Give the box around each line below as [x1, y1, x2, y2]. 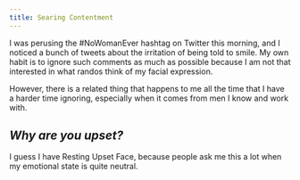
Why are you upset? [9, 128, 123, 143]
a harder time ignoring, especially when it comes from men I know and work [9, 93, 288, 103]
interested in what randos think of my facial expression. [9, 66, 213, 77]
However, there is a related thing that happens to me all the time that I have [9, 83, 285, 94]
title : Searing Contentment [9, 12, 114, 22]
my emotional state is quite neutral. [9, 161, 138, 172]
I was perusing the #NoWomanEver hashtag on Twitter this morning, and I [9, 37, 280, 48]
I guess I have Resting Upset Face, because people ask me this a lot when [9, 151, 282, 162]
